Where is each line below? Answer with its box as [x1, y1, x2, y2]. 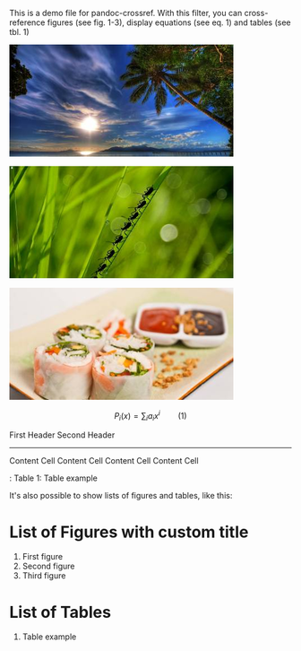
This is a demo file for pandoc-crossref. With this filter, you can [9, 8, 243, 18]
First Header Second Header [9, 430, 116, 440]
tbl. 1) [9, 27, 30, 37]
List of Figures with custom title [9, 522, 249, 542]
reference [9, 17, 46, 28]
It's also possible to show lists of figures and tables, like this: [9, 490, 233, 501]
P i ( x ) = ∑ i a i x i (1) [114, 409, 187, 423]
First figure [21, 551, 64, 562]
